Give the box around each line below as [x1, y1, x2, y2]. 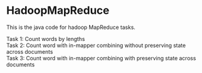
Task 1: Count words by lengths [6, 35, 85, 42]
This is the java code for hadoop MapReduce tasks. [6, 24, 135, 31]
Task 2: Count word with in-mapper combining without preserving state [6, 42, 186, 49]
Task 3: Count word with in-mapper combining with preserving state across [6, 54, 197, 62]
